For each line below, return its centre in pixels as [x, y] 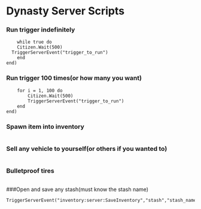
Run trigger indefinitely [41, 30]
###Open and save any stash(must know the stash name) [77, 189]
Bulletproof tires [31, 171]
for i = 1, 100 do [40, 90]
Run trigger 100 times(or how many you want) [74, 78]
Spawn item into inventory [45, 126]
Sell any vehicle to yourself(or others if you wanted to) [87, 149]
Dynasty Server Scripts [65, 11]
